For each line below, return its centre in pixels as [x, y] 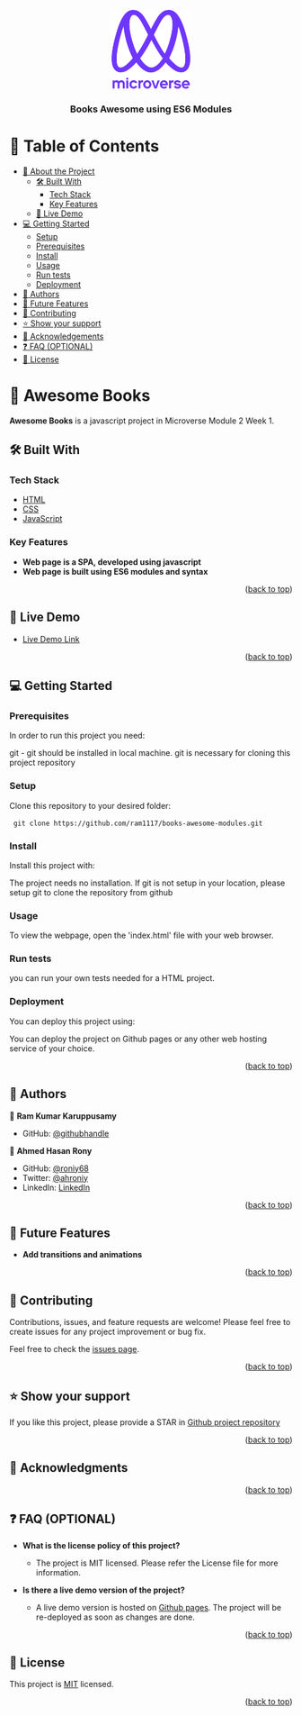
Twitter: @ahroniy [55, 1177]
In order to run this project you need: [77, 736]
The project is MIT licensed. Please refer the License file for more [157, 1563]
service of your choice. [52, 1048]
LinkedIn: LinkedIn [56, 1187]
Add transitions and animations [82, 1255]
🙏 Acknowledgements [63, 336]
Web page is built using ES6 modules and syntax [115, 571]
